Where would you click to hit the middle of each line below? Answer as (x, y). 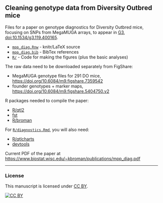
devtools (21, 144)
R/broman (22, 120)
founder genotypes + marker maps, (48, 86)
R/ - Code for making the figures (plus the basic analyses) (70, 57)
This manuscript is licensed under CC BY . (47, 186)
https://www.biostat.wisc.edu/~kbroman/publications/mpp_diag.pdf (73, 159)
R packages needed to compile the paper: (47, 101)
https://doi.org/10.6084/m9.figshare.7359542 (57, 81)
